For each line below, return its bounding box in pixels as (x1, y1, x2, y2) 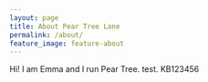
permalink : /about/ (9, 30, 84, 39)
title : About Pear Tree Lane (9, 22, 120, 31)
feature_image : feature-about (9, 38, 125, 48)
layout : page (9, 13, 59, 23)
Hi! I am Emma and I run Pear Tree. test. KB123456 (9, 64, 200, 75)
